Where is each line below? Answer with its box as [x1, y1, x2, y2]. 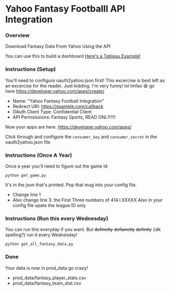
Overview [5, 32, 30, 39]
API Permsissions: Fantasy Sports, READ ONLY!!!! [12, 114, 116, 120]
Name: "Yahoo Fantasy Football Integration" [12, 98, 105, 104]
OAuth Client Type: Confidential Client [12, 108, 92, 114]
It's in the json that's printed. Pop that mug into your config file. [5, 182, 137, 188]
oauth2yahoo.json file [5, 139, 51, 145]
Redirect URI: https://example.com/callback [12, 103, 104, 109]
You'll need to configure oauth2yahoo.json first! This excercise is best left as [5, 77, 165, 84]
